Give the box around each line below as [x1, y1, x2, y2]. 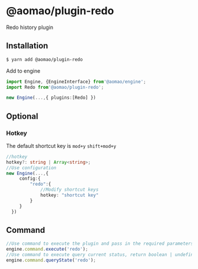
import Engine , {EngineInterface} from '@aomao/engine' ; [6, 79, 146, 85]
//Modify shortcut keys [40, 187, 99, 193]
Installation [6, 41, 48, 51]
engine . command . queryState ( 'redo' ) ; [6, 257, 96, 263]
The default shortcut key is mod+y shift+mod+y [6, 142, 117, 149]
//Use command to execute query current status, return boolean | [6, 252, 173, 258]
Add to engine [6, 67, 41, 74]
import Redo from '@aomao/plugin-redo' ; [6, 84, 104, 90]
